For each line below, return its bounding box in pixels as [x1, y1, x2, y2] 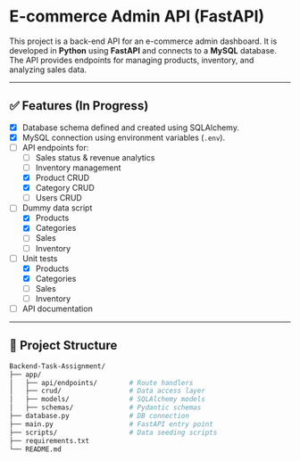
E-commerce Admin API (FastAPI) [9, 6, 265, 27]
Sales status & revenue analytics [35, 152, 155, 162]
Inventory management [35, 162, 121, 173]
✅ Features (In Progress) [9, 98, 149, 113]
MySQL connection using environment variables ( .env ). [21, 132, 226, 143]
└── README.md [9, 444, 62, 454]
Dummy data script [21, 202, 93, 213]
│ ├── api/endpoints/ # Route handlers [9, 378, 194, 387]
